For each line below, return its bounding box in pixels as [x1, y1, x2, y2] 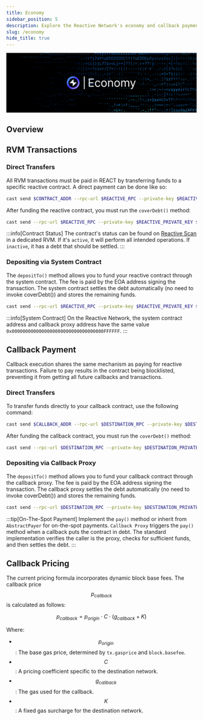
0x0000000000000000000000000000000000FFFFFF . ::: [6, 327, 128, 334]
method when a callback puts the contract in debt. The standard [6, 528, 166, 535]
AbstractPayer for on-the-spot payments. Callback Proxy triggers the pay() [6, 522, 194, 529]
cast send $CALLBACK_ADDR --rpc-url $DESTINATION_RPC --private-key [6, 421, 182, 427]
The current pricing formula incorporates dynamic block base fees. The [6, 574, 184, 582]
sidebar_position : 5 [6, 16, 59, 22]
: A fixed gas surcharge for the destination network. [14, 707, 144, 714]
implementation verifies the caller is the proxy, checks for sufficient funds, [6, 534, 192, 542]
